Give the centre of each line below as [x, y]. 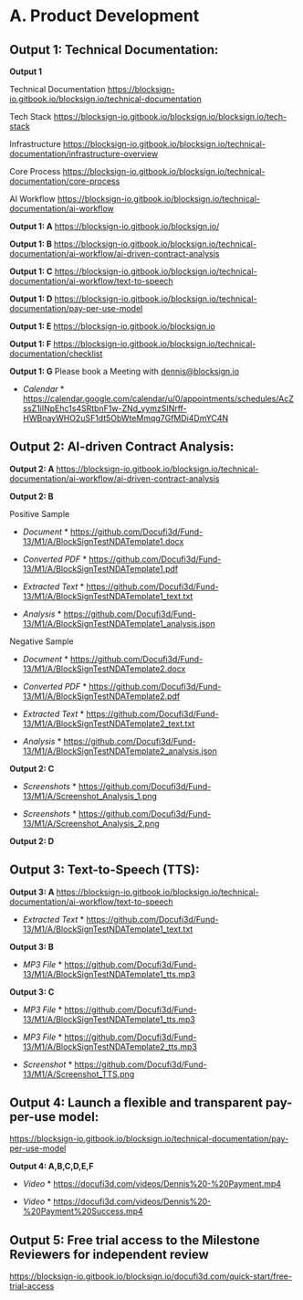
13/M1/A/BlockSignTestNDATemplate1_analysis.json [119, 623]
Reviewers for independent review [110, 1254]
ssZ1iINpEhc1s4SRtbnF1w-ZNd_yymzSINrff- [104, 408]
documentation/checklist [56, 354]
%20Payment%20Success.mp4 [83, 1211]
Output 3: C [32, 991]
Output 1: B [31, 244]
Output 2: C [32, 768]
